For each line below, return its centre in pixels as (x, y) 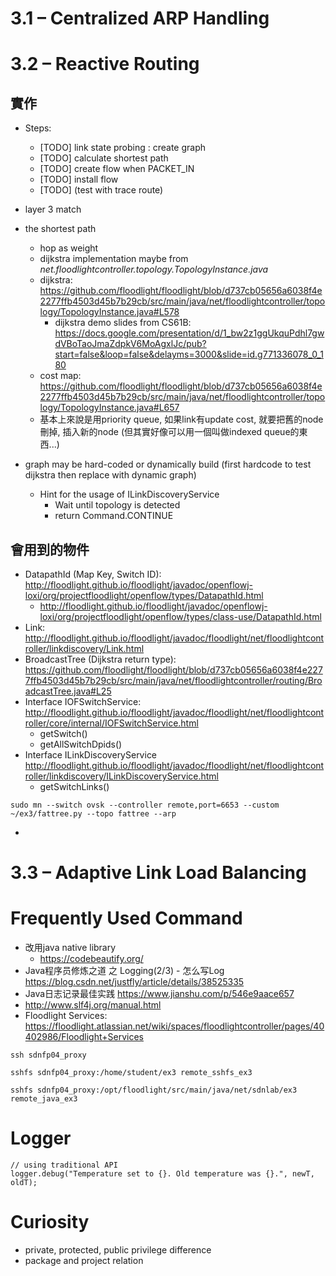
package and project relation (84, 1260)
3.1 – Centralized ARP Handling (140, 18)
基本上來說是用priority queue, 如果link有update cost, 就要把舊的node (181, 419)
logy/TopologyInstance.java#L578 (109, 312)
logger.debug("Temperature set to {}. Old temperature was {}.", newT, (162, 1174)
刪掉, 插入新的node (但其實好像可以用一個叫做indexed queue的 (169, 432)
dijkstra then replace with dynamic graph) (110, 475)
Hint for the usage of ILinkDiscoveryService (129, 494)
